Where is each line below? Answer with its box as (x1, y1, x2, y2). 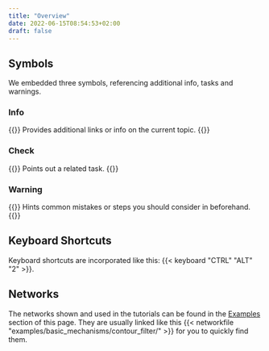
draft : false (8, 27, 52, 35)
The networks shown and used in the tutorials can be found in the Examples (8, 308, 261, 319)
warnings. (8, 86, 42, 97)
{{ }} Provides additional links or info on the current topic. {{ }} (8, 125, 210, 135)
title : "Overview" (8, 11, 70, 20)
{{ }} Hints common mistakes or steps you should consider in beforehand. (8, 203, 251, 212)
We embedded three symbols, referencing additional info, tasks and (8, 78, 234, 88)
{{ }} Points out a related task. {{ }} (8, 163, 119, 173)
